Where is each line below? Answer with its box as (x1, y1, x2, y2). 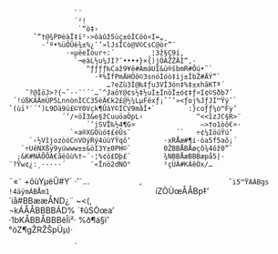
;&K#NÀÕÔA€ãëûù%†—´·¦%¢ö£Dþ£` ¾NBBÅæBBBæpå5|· (16, 152, 225, 161)
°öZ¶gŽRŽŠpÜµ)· (8, 224, 74, 235)
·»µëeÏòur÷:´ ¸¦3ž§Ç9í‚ (66, 48, 184, 57)
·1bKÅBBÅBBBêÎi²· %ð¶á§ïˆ (8, 215, 110, 225)
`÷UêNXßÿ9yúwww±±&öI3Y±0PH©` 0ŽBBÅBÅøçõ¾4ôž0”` (20, 144, 233, 153)
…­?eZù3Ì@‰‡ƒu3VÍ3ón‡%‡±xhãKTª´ (106, 80, 225, 89)
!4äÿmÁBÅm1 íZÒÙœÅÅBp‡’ (8, 186, 210, 196)
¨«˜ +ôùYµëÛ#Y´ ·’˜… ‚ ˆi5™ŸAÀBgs (8, 176, 270, 187)
